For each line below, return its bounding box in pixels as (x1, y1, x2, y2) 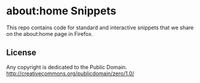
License (6, 48, 37, 58)
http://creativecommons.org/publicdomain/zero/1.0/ (6, 70, 135, 77)
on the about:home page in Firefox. (6, 30, 93, 37)
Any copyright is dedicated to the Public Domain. (6, 63, 127, 70)
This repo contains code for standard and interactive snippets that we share (6, 24, 194, 31)
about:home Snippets (6, 4, 117, 18)
